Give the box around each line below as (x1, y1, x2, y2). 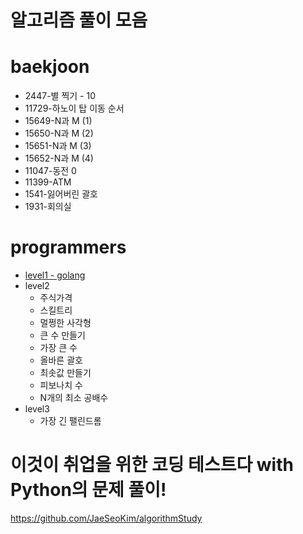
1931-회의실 (24, 201, 72, 213)
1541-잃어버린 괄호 (24, 188, 98, 200)
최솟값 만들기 (39, 367, 92, 379)
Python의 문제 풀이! (10, 479, 167, 501)
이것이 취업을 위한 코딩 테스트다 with (10, 454, 294, 476)
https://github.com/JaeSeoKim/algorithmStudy (10, 512, 203, 524)
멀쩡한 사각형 (39, 317, 92, 329)
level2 (24, 280, 50, 292)
